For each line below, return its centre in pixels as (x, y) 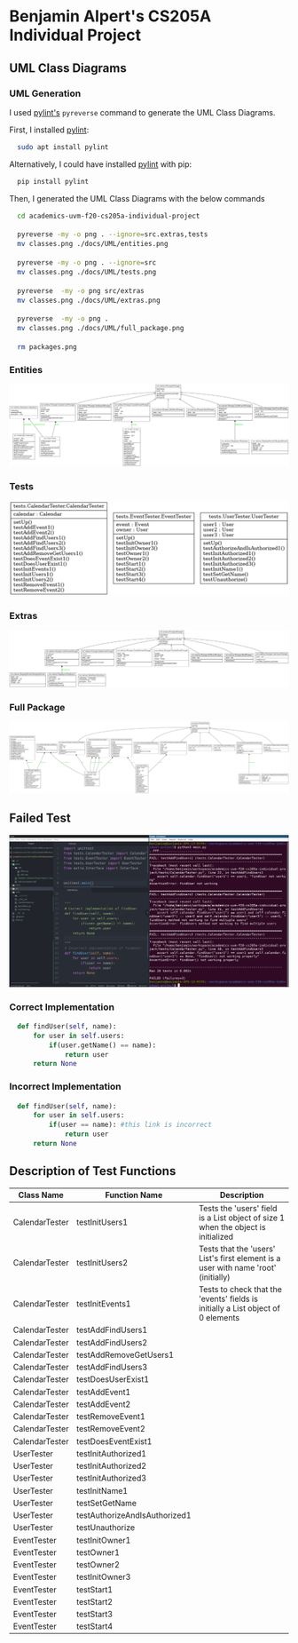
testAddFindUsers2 (112, 1342)
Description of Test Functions (93, 1171)
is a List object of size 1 (242, 1218)
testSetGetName (107, 1503)
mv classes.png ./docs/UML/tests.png (87, 272)
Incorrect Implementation (65, 1087)
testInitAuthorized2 (112, 1466)
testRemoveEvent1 (111, 1417)
